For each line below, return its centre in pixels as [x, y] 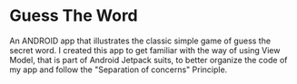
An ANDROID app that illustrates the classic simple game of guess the [140, 41]
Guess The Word [74, 16]
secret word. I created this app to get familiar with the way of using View [145, 50]
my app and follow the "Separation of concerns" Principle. [119, 70]
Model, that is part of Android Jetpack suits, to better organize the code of [148, 60]
